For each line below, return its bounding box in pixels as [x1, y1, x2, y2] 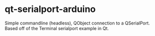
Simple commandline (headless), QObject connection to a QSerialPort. [5, 20, 150, 26]
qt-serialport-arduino [5, 3, 96, 15]
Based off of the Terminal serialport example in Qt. [5, 25, 109, 31]
